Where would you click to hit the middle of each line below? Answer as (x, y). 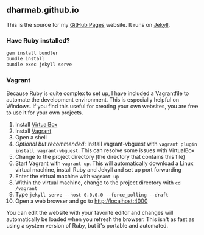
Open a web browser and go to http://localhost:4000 (81, 201)
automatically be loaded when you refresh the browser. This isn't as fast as (100, 219)
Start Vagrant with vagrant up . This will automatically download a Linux (104, 163)
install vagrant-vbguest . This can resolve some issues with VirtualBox (105, 150)
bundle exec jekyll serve (39, 64)
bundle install (26, 58)
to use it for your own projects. (45, 113)
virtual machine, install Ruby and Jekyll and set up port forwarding (98, 170)
